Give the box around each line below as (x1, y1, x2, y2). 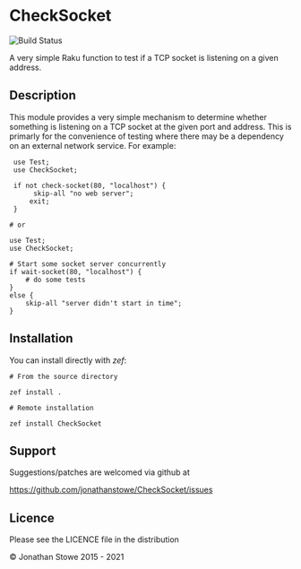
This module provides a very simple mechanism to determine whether (9, 111, 267, 122)
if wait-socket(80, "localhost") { (9, 267, 142, 276)
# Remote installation (9, 403, 94, 412)
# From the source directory (9, 372, 118, 381)
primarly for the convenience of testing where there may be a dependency (9, 131, 284, 142)
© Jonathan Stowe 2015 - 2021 (9, 552, 125, 563)
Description (9, 88, 76, 103)
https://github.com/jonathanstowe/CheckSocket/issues (9, 485, 213, 496)
